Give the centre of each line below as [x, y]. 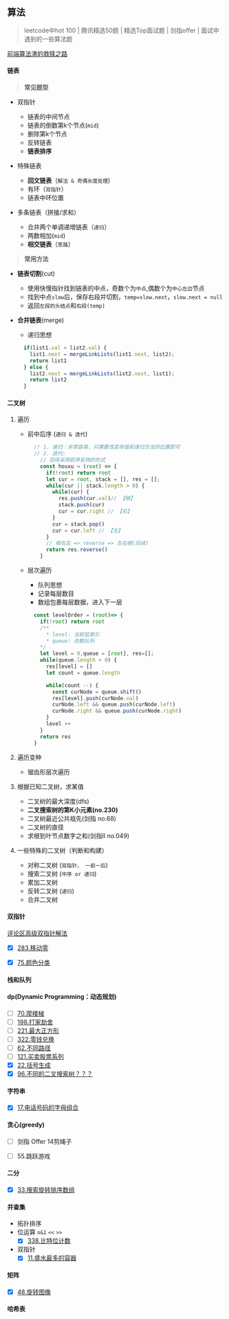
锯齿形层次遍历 [48, 772]
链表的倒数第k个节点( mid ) [63, 126]
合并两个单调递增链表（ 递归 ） [69, 227]
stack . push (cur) [81, 505]
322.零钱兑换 [36, 1039]
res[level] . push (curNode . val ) [95, 698]
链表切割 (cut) [36, 274]
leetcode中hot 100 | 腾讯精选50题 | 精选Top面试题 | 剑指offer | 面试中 [122, 30]
